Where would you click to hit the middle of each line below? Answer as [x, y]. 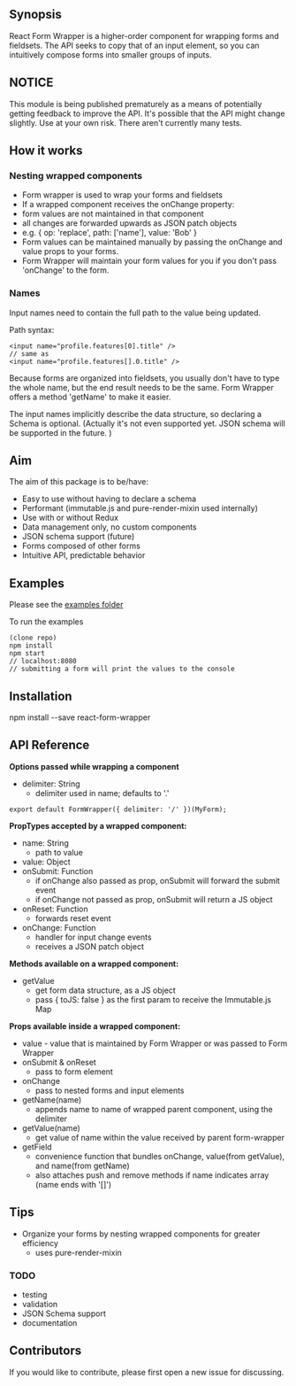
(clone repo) [33, 638]
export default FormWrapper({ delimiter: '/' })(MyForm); [118, 809]
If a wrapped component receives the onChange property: [128, 205]
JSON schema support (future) [78, 537]
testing [34, 1294]
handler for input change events [93, 937]
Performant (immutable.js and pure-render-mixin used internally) [140, 508]
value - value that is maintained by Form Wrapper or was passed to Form [155, 1043]
